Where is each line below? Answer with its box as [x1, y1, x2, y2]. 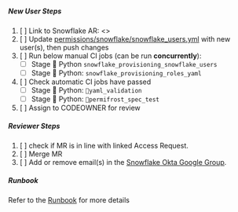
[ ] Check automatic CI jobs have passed [19, 77, 152, 86]
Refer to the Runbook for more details [8, 196, 130, 205]
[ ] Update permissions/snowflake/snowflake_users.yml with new [19, 34, 231, 43]
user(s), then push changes [19, 42, 109, 52]
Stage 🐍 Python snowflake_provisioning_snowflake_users [31, 59, 218, 68]
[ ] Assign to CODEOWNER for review [19, 103, 141, 113]
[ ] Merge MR [19, 149, 63, 159]
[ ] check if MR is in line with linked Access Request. [19, 141, 189, 151]
